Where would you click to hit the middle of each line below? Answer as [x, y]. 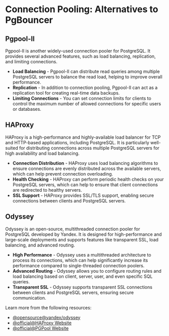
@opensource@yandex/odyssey [46, 317]
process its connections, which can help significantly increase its [80, 260]
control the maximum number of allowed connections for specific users [87, 104]
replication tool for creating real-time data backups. [66, 93]
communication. [29, 298]
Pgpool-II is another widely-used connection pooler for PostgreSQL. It [78, 51]
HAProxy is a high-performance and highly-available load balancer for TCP [83, 137]
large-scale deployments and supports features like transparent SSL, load [82, 239]
